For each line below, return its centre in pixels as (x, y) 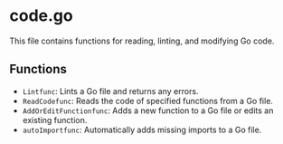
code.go (42, 16)
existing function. (55, 120)
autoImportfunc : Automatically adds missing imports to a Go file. (142, 130)
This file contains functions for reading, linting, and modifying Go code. (142, 41)
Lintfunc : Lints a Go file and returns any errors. (110, 91)
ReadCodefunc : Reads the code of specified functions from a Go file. (148, 101)
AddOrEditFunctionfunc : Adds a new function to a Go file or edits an (148, 110)
